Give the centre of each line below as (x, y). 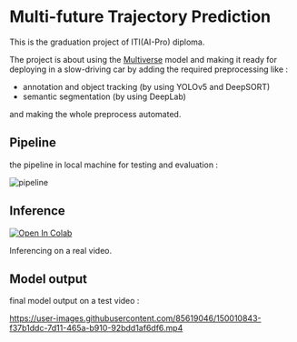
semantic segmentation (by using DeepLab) (104, 96)
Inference (37, 211)
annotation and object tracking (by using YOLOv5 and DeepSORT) (146, 86)
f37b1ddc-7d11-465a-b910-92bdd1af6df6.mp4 (96, 328)
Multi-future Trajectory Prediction (140, 17)
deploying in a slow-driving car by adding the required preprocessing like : (149, 69)
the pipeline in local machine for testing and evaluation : (114, 165)
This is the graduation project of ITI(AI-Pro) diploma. (107, 42)
